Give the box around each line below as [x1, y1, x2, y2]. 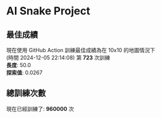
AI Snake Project [6, 4, 91, 18]
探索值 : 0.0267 [6, 69, 43, 76]
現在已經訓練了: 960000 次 [6, 105, 74, 112]
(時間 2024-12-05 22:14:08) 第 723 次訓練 [6, 54, 111, 61]
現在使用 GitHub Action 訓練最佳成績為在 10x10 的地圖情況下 [6, 47, 156, 53]
